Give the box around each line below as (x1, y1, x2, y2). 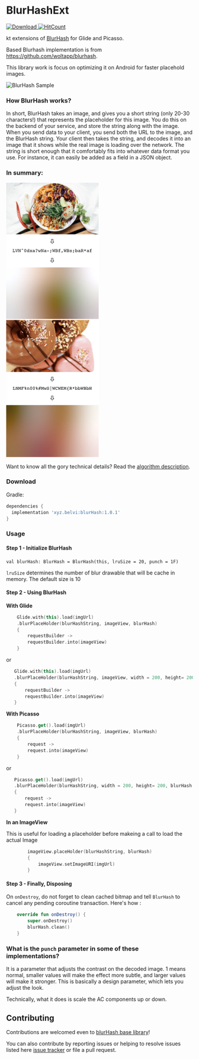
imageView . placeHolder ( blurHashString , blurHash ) (27, 848, 152, 855)
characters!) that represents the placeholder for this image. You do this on (6, 116, 187, 123)
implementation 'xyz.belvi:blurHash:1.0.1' (11, 509, 120, 515)
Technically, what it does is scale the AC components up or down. (6, 996, 167, 1003)
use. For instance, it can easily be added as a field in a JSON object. (6, 154, 173, 161)
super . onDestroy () (27, 918, 73, 924)
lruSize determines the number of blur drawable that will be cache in (6, 569, 175, 576)
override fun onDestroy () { (17, 912, 86, 918)
